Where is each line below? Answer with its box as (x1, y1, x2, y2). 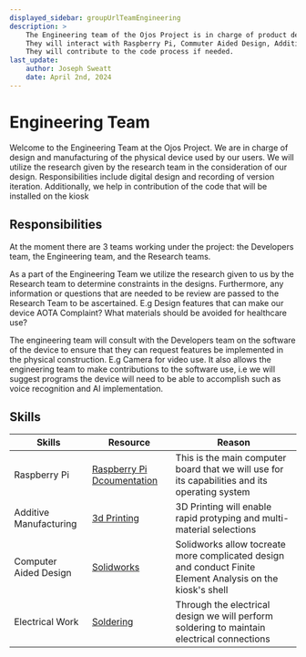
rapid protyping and (175, 512, 260, 525)
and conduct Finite (175, 561, 256, 574)
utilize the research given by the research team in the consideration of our (9, 161, 288, 172)
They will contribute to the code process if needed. (25, 47, 234, 56)
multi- (261, 512, 290, 525)
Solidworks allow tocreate (175, 539, 287, 551)
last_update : (9, 56, 59, 65)
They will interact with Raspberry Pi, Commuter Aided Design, (25, 38, 271, 48)
